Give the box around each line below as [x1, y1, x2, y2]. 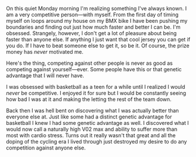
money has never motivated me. [6, 48, 84, 55]
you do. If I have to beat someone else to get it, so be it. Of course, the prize [6, 42, 190, 49]
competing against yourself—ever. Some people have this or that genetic [6, 66, 182, 72]
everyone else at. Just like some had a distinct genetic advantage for [6, 113, 173, 120]
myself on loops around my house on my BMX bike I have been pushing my [6, 18, 188, 24]
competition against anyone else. [6, 144, 86, 151]
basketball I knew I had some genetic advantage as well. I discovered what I [6, 120, 189, 126]
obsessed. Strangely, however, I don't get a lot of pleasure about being [6, 30, 177, 37]
